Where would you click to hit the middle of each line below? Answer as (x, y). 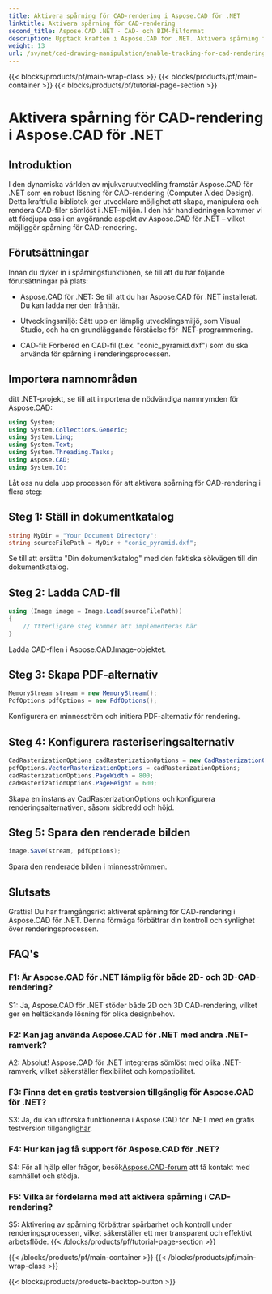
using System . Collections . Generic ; (68, 430)
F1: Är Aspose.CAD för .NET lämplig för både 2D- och (115, 977)
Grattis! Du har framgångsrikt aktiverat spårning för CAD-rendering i (122, 911)
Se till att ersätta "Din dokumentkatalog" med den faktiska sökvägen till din (133, 559)
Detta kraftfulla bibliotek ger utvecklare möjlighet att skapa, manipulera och (134, 202)
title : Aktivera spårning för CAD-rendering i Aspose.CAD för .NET (125, 16)
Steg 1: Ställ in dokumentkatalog (91, 517)
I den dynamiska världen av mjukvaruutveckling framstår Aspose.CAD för (131, 184)
